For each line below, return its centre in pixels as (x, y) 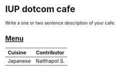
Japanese (19, 61)
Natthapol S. (50, 61)
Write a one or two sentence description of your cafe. (60, 23)
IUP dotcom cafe (40, 9)
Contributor (50, 52)
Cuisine (17, 52)
